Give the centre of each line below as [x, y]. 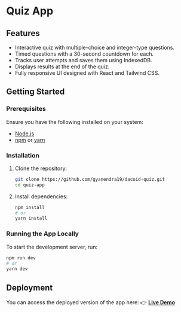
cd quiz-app [30, 185]
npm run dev [21, 258]
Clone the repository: [41, 168]
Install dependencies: [41, 196]
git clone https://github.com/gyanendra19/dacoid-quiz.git [90, 179]
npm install [30, 207]
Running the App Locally [43, 234]
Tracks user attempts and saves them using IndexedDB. [83, 60]
